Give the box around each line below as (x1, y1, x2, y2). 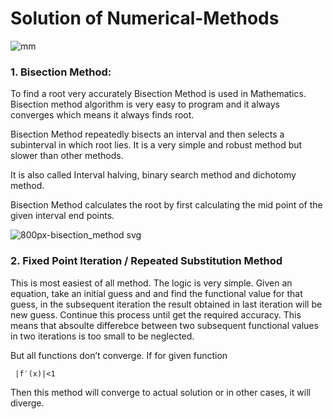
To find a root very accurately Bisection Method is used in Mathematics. (10, 88, 307, 100)
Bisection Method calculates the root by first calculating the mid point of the (10, 199, 323, 211)
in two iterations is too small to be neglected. (10, 330, 195, 342)
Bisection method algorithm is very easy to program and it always (10, 98, 280, 111)
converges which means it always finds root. (10, 109, 195, 121)
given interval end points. (10, 210, 115, 222)
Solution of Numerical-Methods (10, 7, 280, 30)
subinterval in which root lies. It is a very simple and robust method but (10, 139, 303, 151)
